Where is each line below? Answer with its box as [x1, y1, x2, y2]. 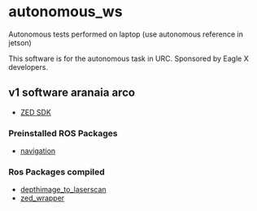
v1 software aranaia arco [8, 86, 136, 100]
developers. [8, 62, 49, 71]
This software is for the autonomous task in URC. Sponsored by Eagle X [8, 54, 250, 63]
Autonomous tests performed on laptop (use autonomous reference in [8, 29, 244, 39]
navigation [20, 146, 56, 156]
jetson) [8, 37, 33, 47]
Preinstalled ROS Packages [8, 127, 118, 139]
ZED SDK [20, 107, 51, 117]
